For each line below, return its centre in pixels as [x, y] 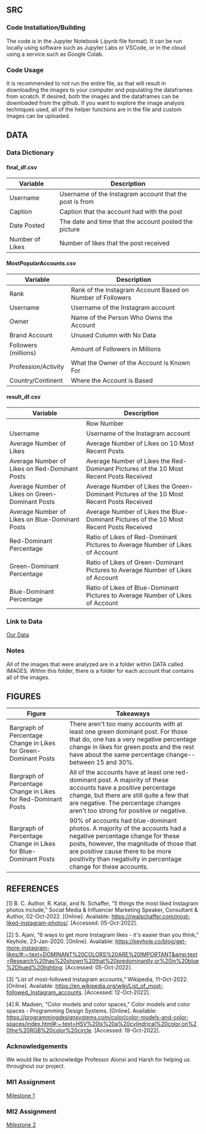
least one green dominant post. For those [129, 732]
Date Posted [27, 225]
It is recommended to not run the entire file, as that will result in [86, 83]
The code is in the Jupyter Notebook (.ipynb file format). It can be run [94, 41]
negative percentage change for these [124, 836]
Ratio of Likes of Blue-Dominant [132, 588]
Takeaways [133, 713]
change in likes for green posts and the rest [132, 747]
